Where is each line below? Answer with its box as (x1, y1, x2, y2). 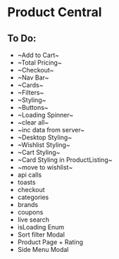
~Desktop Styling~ (17, 133, 73, 141)
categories (17, 193, 49, 201)
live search (17, 215, 50, 224)
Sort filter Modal (17, 230, 65, 239)
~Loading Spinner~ (17, 110, 74, 119)
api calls (17, 170, 42, 179)
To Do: (7, 32, 37, 44)
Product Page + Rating (17, 238, 83, 246)
